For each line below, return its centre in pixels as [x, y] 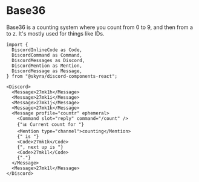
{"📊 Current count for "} [51, 124]
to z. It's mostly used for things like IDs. [55, 33]
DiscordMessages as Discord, [48, 60]
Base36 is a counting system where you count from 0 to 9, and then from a [100, 27]
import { [17, 45]
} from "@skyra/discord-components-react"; [62, 76]
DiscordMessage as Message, [47, 71]
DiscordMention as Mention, [47, 66]
